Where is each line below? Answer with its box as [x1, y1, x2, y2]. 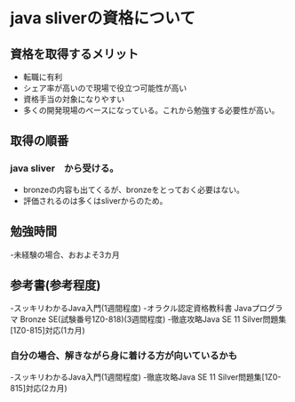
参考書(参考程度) [10, 277, 101, 293]
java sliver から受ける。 [10, 162, 119, 174]
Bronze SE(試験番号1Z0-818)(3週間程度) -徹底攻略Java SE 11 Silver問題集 [20, 314, 287, 325]
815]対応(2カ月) [10, 382, 68, 393]
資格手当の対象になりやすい [22, 94, 125, 104]
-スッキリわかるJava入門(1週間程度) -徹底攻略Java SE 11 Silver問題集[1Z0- [10, 371, 282, 382]
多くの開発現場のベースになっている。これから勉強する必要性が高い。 [22, 105, 280, 116]
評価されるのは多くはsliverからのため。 [22, 195, 168, 205]
